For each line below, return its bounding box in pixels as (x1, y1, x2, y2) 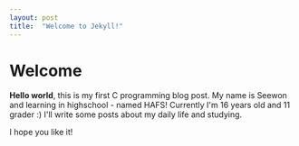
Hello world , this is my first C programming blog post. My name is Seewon (9, 90, 288, 101)
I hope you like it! (9, 127, 73, 138)
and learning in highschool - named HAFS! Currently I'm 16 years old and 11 (9, 100, 291, 111)
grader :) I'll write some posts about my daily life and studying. (9, 109, 243, 120)
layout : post (9, 13, 59, 23)
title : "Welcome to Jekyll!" (9, 22, 124, 31)
